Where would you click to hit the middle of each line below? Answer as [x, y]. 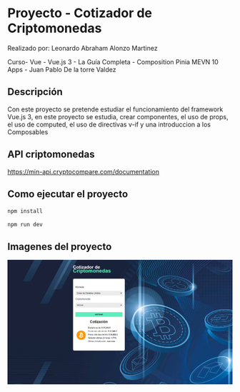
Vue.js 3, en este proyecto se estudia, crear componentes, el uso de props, [118, 116]
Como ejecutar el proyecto [68, 194]
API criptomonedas [51, 155]
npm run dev [25, 225]
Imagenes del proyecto [60, 247]
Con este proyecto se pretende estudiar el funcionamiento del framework [115, 109]
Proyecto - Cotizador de [80, 13]
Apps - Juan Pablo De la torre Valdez [62, 69]
